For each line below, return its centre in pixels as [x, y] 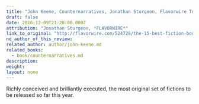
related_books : [25, 50]
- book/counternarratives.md [47, 56]
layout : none [22, 72]
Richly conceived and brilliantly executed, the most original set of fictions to [99, 89]
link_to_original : [29, 34]
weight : [16, 66]
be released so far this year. [40, 95]
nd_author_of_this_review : [39, 39]
